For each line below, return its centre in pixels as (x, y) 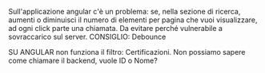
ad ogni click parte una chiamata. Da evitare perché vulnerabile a (115, 28)
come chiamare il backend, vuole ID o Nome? (83, 60)
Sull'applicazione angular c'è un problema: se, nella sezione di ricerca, (124, 12)
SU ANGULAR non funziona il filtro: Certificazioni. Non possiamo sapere (127, 52)
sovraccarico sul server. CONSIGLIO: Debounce (87, 36)
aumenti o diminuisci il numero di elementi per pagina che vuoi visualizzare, (133, 20)
